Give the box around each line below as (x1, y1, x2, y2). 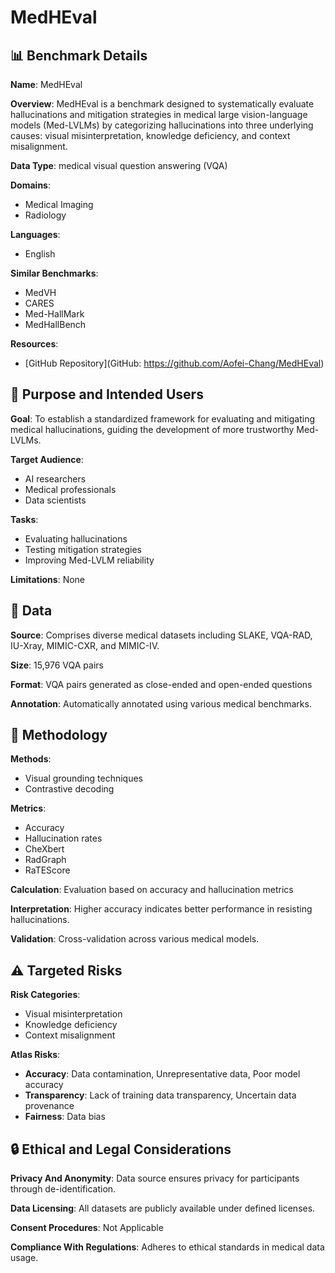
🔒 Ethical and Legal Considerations (10, 1141, 232, 1158)
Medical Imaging (24, 199, 94, 210)
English (24, 248, 56, 260)
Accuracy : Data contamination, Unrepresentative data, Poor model (24, 1068, 301, 1080)
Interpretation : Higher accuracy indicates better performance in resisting (10, 903, 313, 915)
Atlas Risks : (10, 1049, 61, 1061)
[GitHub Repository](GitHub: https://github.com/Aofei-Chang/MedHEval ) (24, 357, 325, 369)
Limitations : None (10, 573, 86, 585)
